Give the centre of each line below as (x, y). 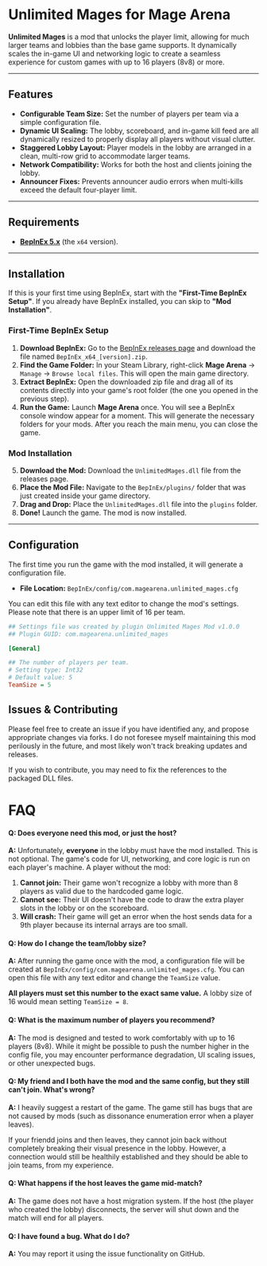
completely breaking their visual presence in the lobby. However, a (117, 1148)
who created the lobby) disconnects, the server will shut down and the (124, 1209)
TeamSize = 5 (30, 685)
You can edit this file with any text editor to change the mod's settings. (124, 603)
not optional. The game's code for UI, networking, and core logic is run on (129, 859)
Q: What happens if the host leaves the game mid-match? (105, 1183)
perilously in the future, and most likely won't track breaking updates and (128, 746)
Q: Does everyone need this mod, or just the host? (93, 832)
